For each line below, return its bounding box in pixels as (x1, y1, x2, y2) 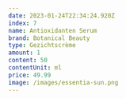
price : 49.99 (8, 71, 52, 79)
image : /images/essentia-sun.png (8, 78, 119, 86)
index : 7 (8, 19, 37, 27)
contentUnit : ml (8, 64, 62, 72)
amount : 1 (8, 49, 41, 57)
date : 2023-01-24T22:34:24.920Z (8, 11, 115, 20)
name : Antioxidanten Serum (8, 26, 97, 34)
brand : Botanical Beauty (8, 34, 90, 42)
